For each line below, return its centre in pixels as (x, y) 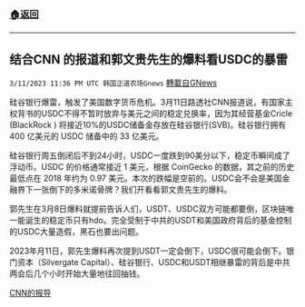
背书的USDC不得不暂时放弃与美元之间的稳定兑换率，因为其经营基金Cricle (155, 114)
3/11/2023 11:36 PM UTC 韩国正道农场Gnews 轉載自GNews (113, 83)
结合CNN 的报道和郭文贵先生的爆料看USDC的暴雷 (149, 59)
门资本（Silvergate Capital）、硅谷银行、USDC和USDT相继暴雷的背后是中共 (150, 262)
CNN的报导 (30, 293)
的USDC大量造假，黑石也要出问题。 (76, 232)
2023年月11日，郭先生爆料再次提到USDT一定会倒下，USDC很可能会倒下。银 (152, 251)
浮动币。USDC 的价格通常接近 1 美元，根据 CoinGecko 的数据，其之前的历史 (152, 167)
